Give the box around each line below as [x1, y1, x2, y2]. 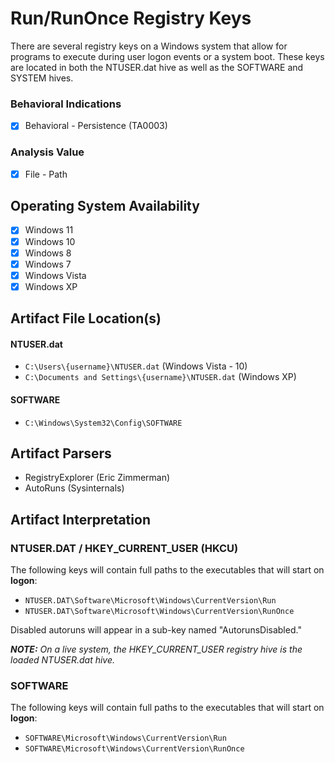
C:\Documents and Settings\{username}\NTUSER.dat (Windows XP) [24, 371, 297, 383]
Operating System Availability [10, 198, 200, 215]
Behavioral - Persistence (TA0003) [24, 120, 168, 132]
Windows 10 [24, 235, 76, 247]
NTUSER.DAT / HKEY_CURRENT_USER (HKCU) [10, 541, 239, 555]
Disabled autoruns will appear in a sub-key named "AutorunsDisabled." [10, 624, 302, 636]
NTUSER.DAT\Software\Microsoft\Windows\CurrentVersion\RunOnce [24, 607, 295, 617]
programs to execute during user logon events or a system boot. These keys [10, 50, 325, 62]
